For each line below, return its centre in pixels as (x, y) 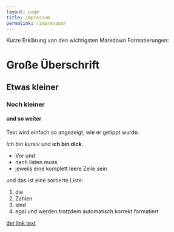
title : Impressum (28, 18)
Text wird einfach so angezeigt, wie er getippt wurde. (73, 132)
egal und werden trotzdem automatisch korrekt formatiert (87, 211)
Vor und (25, 156)
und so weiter (24, 119)
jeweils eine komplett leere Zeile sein (61, 169)
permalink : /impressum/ (36, 23)
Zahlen (24, 199)
